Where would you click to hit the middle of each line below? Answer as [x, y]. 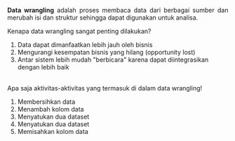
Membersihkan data [46, 102]
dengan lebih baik [43, 67]
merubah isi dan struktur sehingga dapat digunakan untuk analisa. [103, 18]
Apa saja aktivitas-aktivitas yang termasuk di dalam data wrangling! [105, 88]
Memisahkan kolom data [53, 132]
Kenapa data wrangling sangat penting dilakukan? [79, 31]
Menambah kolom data [51, 109]
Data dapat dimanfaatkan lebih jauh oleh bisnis [85, 45]
